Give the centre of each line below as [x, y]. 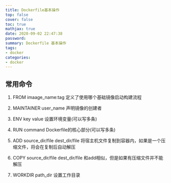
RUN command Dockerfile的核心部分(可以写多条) [64, 130]
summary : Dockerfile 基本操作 [36, 43]
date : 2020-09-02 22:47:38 [34, 34]
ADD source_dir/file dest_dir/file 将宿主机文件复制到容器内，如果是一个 [87, 141]
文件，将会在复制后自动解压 [46, 147]
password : [16, 39]
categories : [18, 57]
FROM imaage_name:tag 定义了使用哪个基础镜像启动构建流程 [77, 97]
